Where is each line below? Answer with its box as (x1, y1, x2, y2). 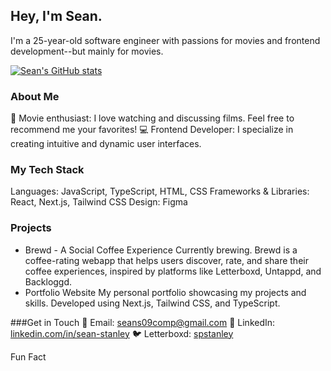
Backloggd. (24, 275, 73, 288)
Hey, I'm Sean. (10, 8, 103, 25)
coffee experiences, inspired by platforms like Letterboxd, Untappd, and (24, 265, 322, 277)
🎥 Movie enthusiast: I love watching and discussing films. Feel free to (10, 112, 295, 124)
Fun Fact (10, 350, 47, 363)
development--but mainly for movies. (10, 45, 164, 57)
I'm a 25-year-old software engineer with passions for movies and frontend (10, 34, 321, 46)
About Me (10, 89, 60, 103)
